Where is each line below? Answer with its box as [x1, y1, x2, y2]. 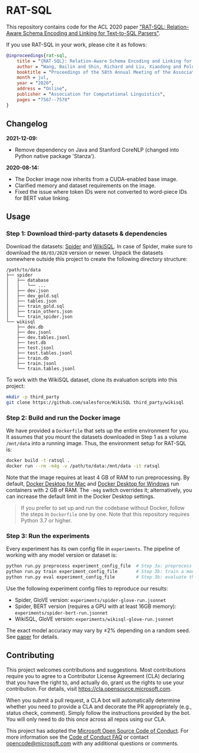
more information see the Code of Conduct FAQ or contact [6, 733, 149, 741]
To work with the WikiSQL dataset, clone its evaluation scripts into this [6, 376, 178, 383]
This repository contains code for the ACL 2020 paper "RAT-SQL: [6, 23, 166, 30]
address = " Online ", [17, 86, 68, 92]
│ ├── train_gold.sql [6, 304, 65, 310]
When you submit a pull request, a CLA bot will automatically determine [6, 697, 181, 704]
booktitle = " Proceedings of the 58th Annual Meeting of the [17, 69, 171, 75]
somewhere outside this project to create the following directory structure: [6, 256, 188, 263]
